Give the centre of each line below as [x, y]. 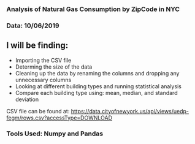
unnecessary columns [43, 80]
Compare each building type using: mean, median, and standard [96, 93]
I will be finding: [37, 46]
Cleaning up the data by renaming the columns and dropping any [97, 73]
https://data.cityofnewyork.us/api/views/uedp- [130, 111]
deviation [27, 99]
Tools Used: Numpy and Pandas [55, 134]
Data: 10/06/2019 [33, 25]
